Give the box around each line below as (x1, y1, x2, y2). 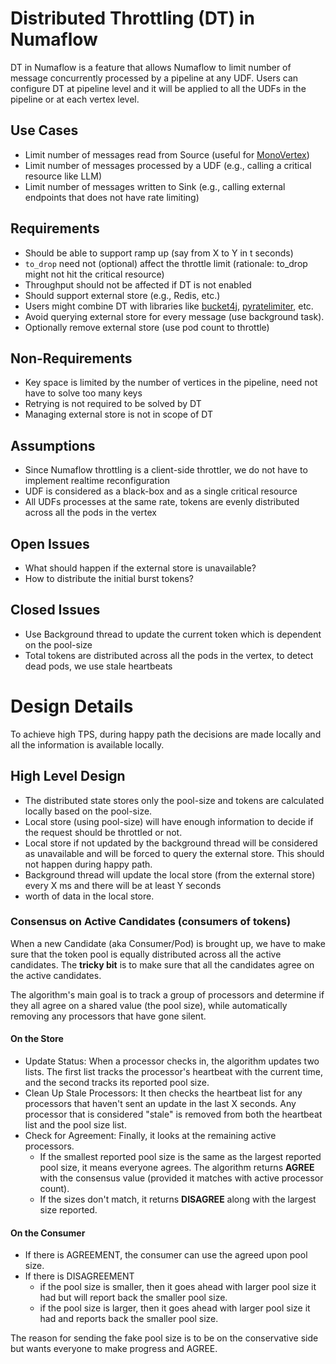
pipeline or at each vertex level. (10, 93, 140, 105)
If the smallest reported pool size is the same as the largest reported (39, 1151, 322, 1163)
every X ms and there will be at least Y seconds (24, 879, 222, 891)
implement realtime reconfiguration (24, 475, 170, 487)
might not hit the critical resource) (24, 268, 165, 280)
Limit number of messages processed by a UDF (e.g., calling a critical (24, 159, 312, 171)
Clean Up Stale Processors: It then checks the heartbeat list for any (24, 1087, 303, 1099)
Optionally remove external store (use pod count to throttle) (24, 321, 270, 333)
